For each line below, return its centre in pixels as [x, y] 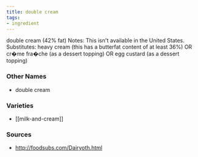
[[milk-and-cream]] [39, 119]
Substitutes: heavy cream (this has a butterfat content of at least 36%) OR [99, 47]
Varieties [20, 105]
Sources [19, 134]
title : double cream [33, 12]
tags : [13, 18]
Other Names [27, 77]
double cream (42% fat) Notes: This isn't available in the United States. [95, 41]
